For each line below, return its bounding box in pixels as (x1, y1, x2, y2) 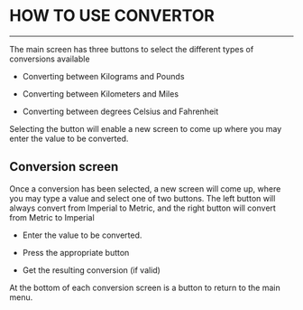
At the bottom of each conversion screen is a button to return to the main (9, 282, 281, 293)
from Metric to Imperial (9, 211, 95, 222)
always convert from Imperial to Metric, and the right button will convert (9, 202, 277, 213)
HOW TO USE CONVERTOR (9, 5, 215, 26)
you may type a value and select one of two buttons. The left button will (9, 193, 276, 203)
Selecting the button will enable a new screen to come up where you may (9, 123, 282, 134)
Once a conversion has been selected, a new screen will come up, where (9, 183, 281, 194)
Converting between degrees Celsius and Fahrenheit (22, 106, 219, 117)
